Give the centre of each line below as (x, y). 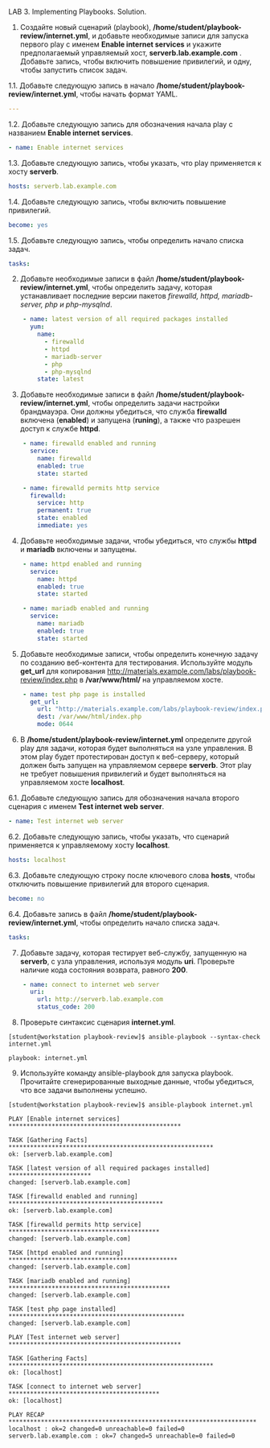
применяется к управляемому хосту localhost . (89, 845)
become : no (27, 898)
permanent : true (64, 510)
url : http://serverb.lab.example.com (100, 1000)
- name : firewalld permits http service (91, 488)
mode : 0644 (55, 724)
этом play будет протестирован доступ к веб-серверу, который (129, 757)
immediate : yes (63, 526)
